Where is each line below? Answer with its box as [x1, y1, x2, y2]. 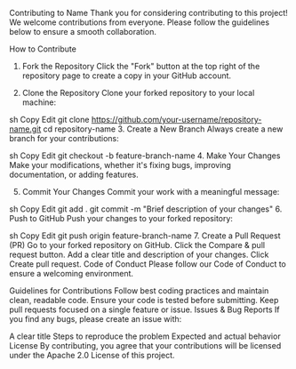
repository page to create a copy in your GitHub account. [21, 70, 232, 81]
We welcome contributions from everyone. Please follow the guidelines [9, 17, 269, 28]
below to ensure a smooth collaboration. [9, 27, 157, 36]
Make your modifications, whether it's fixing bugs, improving [9, 160, 231, 170]
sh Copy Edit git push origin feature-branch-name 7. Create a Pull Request [9, 230, 281, 241]
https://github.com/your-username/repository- [91, 115, 262, 124]
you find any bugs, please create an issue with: [9, 314, 182, 324]
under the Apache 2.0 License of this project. [9, 350, 175, 360]
